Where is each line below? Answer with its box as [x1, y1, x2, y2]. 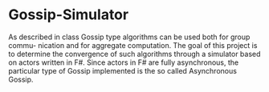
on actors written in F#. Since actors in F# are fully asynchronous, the [8, 58, 239, 67]
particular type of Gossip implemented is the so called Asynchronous [8, 66, 237, 75]
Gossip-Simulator [8, 6, 129, 24]
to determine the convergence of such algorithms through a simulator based [8, 49, 261, 58]
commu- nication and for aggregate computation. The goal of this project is [8, 40, 258, 50]
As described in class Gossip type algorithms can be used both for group [8, 32, 251, 42]
